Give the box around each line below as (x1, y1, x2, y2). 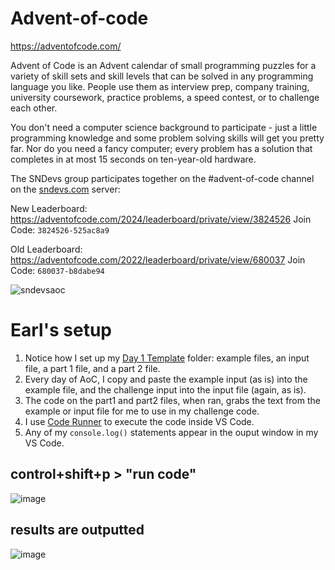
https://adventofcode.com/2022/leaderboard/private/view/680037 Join (10, 253, 306, 266)
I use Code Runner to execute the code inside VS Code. (24, 415, 255, 427)
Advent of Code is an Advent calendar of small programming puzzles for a (10, 59, 317, 71)
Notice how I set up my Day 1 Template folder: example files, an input (24, 352, 310, 364)
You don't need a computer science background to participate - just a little (10, 121, 318, 133)
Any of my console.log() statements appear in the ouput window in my (24, 426, 319, 438)
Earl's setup (10, 319, 112, 342)
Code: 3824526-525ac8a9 (10, 223, 110, 236)
